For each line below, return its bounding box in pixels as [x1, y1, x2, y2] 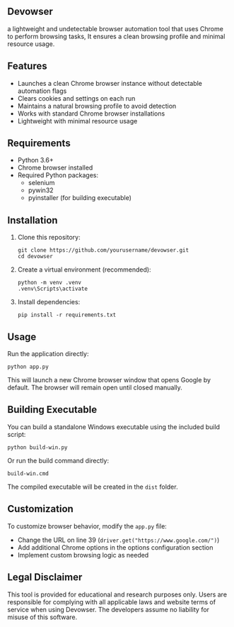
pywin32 [28, 186, 54, 194]
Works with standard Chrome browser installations [17, 109, 165, 118]
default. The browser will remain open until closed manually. [7, 383, 182, 392]
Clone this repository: [17, 233, 81, 242]
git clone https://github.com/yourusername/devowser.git [17, 247, 189, 254]
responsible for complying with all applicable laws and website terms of [7, 597, 216, 606]
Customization [7, 503, 74, 515]
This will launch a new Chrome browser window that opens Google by [7, 376, 211, 384]
